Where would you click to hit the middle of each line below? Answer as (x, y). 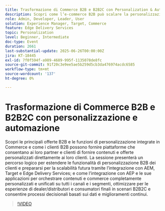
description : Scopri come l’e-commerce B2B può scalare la (67, 14)
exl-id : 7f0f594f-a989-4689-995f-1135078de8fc (54, 60)
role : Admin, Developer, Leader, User (45, 19)
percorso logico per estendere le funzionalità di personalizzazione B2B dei (81, 163)
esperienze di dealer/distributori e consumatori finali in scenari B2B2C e (78, 189)
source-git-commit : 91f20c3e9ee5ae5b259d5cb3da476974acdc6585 (70, 65)
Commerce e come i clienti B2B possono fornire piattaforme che (70, 147)
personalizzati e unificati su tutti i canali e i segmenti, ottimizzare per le (77, 183)
